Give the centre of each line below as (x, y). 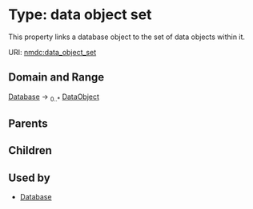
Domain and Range (56, 77)
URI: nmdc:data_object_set (52, 52)
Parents (28, 123)
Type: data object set (80, 15)
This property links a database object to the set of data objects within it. (127, 37)
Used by (29, 177)
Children (30, 150)
